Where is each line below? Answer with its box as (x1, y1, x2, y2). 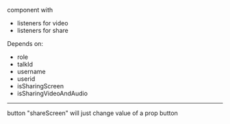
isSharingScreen (16, 82, 64, 90)
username (16, 68, 46, 75)
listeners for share (16, 27, 68, 34)
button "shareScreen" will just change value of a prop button (7, 109, 178, 117)
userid (16, 75, 36, 83)
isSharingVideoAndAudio (16, 89, 88, 97)
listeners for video (16, 19, 68, 27)
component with (7, 6, 53, 14)
